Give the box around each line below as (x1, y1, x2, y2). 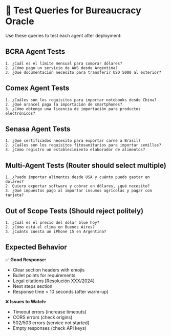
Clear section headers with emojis (12, 266, 85, 273)
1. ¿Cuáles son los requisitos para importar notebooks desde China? (5, 97, 157, 102)
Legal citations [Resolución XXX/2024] (12, 278, 95, 284)
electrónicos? (5, 111, 36, 116)
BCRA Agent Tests (5, 47, 66, 56)
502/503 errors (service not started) (12, 320, 90, 326)
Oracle (5, 15, 34, 27)
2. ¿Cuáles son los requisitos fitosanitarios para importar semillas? (5, 143, 161, 148)
